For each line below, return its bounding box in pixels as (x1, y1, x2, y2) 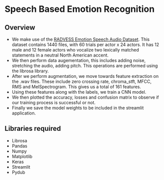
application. (11, 110, 36, 116)
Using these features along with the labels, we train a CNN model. (11, 89, 147, 95)
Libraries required (4, 124, 61, 133)
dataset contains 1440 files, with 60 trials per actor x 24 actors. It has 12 (11, 42, 160, 48)
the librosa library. (11, 68, 49, 74)
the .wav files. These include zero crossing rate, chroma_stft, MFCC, (11, 78, 152, 84)
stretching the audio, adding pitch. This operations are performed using (11, 63, 158, 68)
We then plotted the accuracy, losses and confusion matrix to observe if (11, 94, 159, 100)
